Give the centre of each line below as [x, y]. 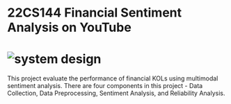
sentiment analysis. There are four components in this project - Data [105, 86]
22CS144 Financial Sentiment [95, 13]
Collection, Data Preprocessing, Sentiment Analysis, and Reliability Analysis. [116, 93]
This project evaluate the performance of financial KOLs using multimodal [113, 78]
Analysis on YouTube [70, 27]
